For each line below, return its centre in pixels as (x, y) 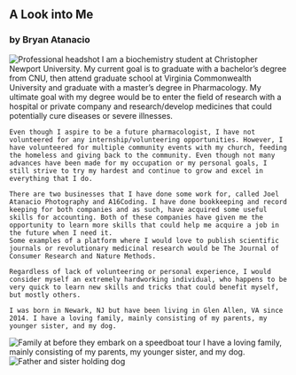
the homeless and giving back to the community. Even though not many (142, 155)
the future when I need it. (61, 233)
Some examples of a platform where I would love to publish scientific (144, 240)
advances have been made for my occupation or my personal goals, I (138, 163)
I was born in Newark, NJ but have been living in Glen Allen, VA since (146, 310)
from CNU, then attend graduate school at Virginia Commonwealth (130, 78)
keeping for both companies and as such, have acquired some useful (138, 209)
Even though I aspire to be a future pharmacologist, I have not (132, 132)
